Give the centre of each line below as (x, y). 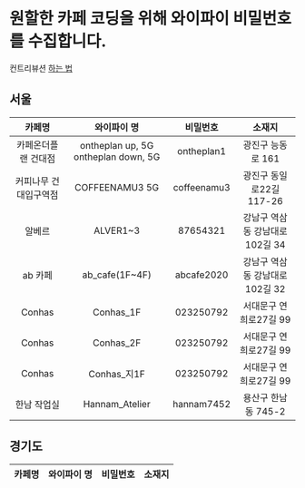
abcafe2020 (202, 275)
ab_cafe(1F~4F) (117, 275)
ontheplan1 (202, 151)
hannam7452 (202, 404)
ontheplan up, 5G (117, 145)
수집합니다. (67, 41)
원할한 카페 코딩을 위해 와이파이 (119, 19)
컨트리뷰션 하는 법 (41, 68)
